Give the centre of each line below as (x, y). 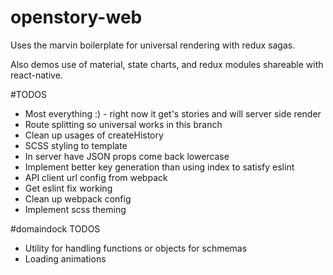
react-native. (36, 75)
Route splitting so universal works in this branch (123, 124)
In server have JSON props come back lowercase (127, 156)
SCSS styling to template (76, 145)
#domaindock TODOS (55, 228)
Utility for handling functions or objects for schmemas (136, 248)
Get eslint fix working (68, 188)
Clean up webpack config (78, 198)
